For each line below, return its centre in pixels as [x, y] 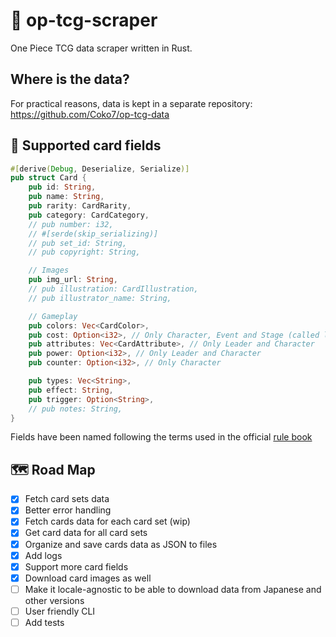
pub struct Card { [48, 178]
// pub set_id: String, [78, 243]
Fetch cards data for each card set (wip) [107, 521]
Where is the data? [70, 79]
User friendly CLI [60, 611]
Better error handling [68, 510]
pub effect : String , [71, 390]
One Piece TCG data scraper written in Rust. [101, 48]
